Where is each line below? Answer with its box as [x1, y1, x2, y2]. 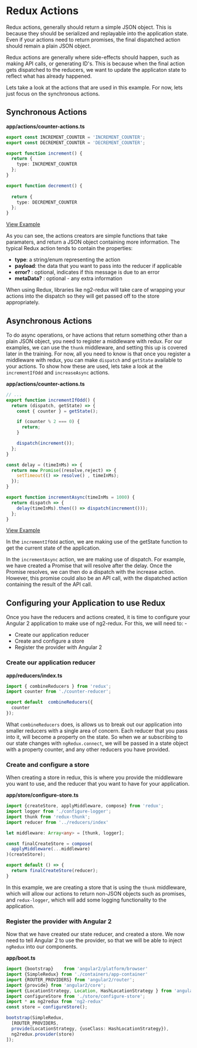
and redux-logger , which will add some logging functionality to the [6, 896, 167, 903]
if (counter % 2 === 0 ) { [16, 419, 80, 425]
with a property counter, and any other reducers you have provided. [6, 746, 170, 753]
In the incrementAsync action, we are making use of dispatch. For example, [6, 556, 186, 563]
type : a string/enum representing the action [14, 256, 121, 263]
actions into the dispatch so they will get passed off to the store [6, 292, 160, 300]
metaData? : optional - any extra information [14, 275, 123, 282]
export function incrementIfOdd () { [6, 397, 96, 403]
